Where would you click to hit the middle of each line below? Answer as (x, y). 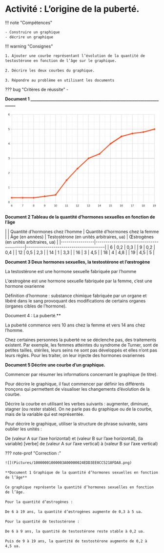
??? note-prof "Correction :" (33, 453)
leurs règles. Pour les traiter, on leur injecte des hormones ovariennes (75, 355)
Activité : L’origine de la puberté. (72, 9)
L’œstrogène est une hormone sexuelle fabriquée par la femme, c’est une (79, 281)
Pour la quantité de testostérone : (42, 522)
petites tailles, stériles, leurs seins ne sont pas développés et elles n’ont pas (81, 350)
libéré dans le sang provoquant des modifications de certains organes (75, 301)
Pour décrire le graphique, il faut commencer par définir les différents (75, 384)
